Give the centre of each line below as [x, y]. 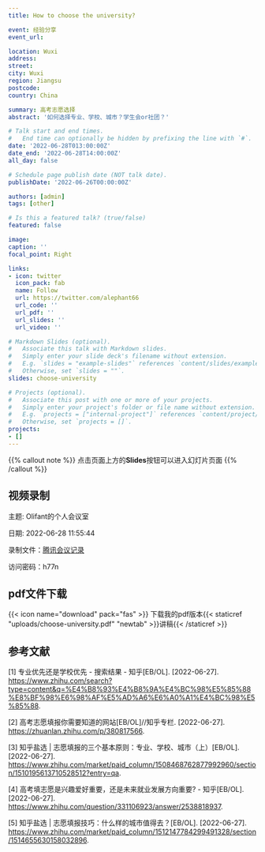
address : [22, 59]
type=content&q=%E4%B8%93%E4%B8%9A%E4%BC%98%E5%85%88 [130, 689]
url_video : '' [38, 327]
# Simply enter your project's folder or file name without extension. [132, 407]
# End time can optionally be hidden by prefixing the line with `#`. [130, 139]
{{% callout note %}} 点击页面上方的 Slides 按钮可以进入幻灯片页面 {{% [123, 460]
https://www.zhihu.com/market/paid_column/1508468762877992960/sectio [132, 765]
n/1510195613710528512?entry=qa [64, 773]
